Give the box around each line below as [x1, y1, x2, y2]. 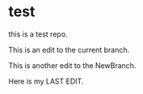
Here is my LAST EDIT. [8, 76, 84, 86]
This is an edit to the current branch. [8, 45, 130, 54]
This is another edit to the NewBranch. [8, 60, 137, 70]
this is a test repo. [8, 29, 68, 39]
